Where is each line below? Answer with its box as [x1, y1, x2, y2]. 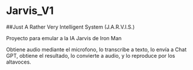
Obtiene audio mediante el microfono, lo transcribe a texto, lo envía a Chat [6, 45, 187, 53]
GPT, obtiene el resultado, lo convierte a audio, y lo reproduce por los [6, 52, 175, 59]
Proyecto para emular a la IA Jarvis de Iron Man [6, 34, 122, 41]
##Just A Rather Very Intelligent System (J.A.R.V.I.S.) [6, 23, 135, 30]
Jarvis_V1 [6, 4, 54, 17]
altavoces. [6, 58, 31, 65]
